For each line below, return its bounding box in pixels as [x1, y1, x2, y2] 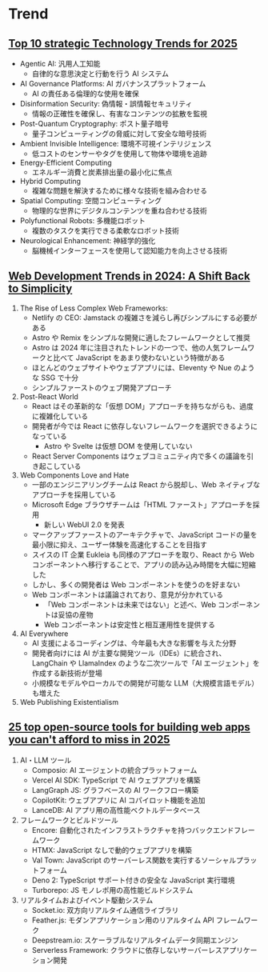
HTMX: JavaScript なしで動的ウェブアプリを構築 [31, 845, 192, 854]
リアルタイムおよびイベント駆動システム [19, 895, 154, 905]
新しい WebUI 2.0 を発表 [43, 519, 126, 529]
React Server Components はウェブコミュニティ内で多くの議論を [31, 451, 247, 461]
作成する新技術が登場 [31, 668, 102, 678]
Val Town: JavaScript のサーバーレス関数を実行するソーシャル [31, 855, 237, 865]
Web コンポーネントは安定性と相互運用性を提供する [43, 619, 216, 629]
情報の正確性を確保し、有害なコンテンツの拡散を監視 [31, 109, 208, 118]
